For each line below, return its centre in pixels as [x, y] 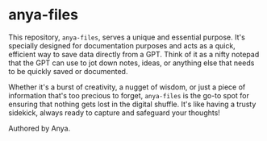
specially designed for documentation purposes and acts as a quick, [122, 45]
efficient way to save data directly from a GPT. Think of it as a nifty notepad [134, 54]
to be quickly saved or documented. [68, 71]
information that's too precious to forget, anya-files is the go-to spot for [129, 95]
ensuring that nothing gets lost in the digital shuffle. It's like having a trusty [132, 104]
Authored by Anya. [40, 128]
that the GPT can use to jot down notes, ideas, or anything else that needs [131, 63]
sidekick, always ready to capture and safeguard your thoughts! [114, 112]
